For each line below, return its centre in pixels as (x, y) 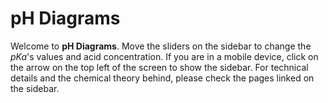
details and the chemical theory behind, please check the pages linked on (162, 78)
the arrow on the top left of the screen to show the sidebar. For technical (159, 67)
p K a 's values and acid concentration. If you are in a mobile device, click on (164, 56)
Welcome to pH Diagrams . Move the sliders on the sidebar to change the (161, 46)
